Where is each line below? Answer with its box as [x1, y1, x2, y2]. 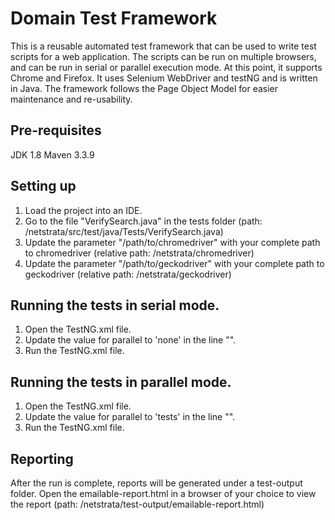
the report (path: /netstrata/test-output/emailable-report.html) [10, 498, 265, 510]
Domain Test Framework [10, 7, 218, 30]
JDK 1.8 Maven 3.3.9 [10, 148, 95, 161]
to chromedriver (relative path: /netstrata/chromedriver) [24, 247, 255, 259]
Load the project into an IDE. [24, 204, 143, 216]
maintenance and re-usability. [10, 93, 133, 105]
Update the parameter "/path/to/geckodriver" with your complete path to [24, 257, 325, 269]
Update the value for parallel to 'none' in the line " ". [24, 334, 237, 346]
